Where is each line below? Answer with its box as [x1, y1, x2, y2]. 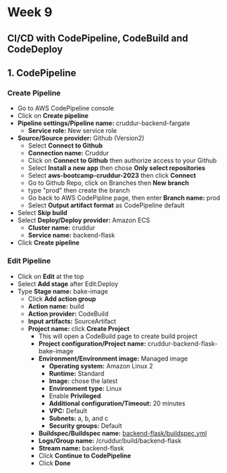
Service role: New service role [27, 127, 117, 135]
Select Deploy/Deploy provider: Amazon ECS [17, 216, 150, 225]
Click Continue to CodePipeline [38, 451, 131, 460]
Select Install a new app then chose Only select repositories [27, 164, 206, 172]
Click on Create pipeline [17, 112, 89, 120]
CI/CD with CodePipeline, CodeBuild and [7, 32, 188, 44]
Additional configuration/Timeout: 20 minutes [48, 399, 186, 408]
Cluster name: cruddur [27, 223, 96, 232]
